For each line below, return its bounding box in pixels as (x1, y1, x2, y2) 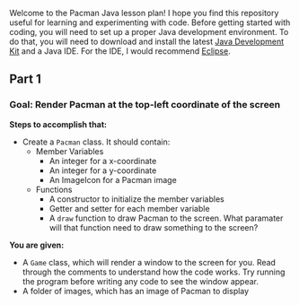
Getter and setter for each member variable (48, 203, 210, 213)
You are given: (9, 240, 65, 250)
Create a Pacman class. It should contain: (22, 136, 171, 147)
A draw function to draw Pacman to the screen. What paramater (48, 213, 284, 223)
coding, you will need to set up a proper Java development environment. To (9, 27, 289, 37)
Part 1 (9, 72, 42, 87)
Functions (35, 184, 73, 195)
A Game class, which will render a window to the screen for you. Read (22, 257, 277, 267)
